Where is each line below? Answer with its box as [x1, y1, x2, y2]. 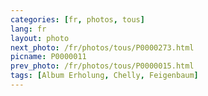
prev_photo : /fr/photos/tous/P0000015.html [10, 61, 195, 71]
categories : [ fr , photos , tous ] [10, 14, 145, 25]
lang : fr [10, 24, 47, 34]
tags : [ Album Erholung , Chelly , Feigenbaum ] [10, 71, 199, 81]
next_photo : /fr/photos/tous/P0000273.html [10, 42, 195, 53]
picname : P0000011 [10, 52, 87, 62]
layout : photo [10, 33, 70, 43]
